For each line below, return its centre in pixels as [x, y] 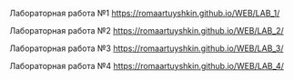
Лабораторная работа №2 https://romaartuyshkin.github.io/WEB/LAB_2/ [147, 30]
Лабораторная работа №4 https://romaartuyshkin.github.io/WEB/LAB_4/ [147, 66]
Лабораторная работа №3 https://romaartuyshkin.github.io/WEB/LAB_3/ [147, 48]
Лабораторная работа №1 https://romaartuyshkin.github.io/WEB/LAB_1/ [145, 13]
